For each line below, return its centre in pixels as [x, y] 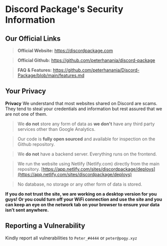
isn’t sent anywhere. [27, 210]
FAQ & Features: [34, 70]
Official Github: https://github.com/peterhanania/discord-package [86, 60]
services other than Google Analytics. [56, 129]
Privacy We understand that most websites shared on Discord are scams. [81, 103]
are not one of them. [26, 114]
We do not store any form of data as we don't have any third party [86, 124]
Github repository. [36, 144]
